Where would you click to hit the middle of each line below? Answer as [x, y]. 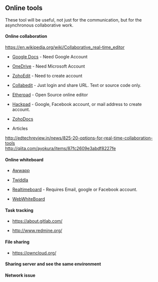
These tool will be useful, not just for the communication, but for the [73, 20]
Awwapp [21, 171]
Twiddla [20, 180]
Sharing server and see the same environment [53, 264]
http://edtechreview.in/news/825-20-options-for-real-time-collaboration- [79, 138]
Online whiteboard [24, 159]
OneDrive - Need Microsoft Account [48, 66]
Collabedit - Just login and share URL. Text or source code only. [77, 85]
